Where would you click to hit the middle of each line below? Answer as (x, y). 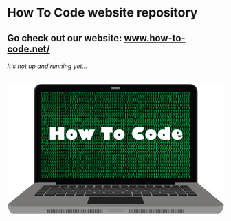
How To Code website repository (102, 13)
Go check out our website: (65, 38)
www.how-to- (154, 38)
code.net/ (29, 49)
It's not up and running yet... (47, 66)
